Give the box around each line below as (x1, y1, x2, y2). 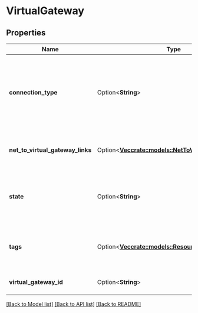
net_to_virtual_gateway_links (9, 146, 92, 154)
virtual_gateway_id (9, 278, 63, 286)
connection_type (9, 89, 58, 96)
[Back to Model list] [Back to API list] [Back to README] (6, 301, 141, 308)
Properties (6, 28, 46, 38)
